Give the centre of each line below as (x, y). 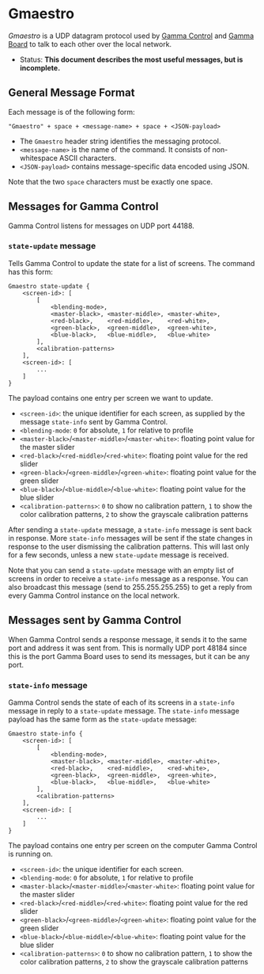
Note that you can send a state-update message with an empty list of (121, 570)
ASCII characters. (88, 158)
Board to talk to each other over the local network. (90, 44)
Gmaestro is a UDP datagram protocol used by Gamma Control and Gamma (131, 36)
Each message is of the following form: (72, 112)
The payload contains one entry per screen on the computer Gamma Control (133, 845)
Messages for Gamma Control (83, 207)
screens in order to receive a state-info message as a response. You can (128, 578)
